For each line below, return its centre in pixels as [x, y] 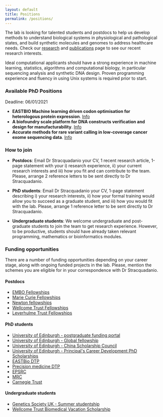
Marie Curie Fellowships [36, 297]
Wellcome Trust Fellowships [40, 308]
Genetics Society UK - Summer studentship [56, 404]
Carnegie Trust [27, 382]
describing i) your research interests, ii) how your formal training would [83, 196]
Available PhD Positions [34, 91]
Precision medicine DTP [36, 366]
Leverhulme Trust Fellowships [42, 313]
